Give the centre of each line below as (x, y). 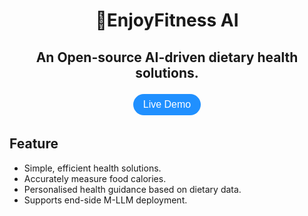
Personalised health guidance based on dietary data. (132, 189)
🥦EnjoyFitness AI (167, 20)
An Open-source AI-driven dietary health (167, 57)
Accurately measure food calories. (95, 178)
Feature (34, 144)
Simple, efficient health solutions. (92, 168)
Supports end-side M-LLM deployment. (105, 200)
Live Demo (167, 104)
